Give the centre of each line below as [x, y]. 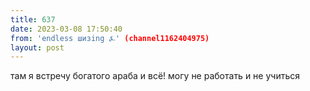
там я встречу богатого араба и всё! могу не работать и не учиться [155, 76]
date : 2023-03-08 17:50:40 [66, 29]
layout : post [37, 47]
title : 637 [33, 19]
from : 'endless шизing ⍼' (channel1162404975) [110, 38]
